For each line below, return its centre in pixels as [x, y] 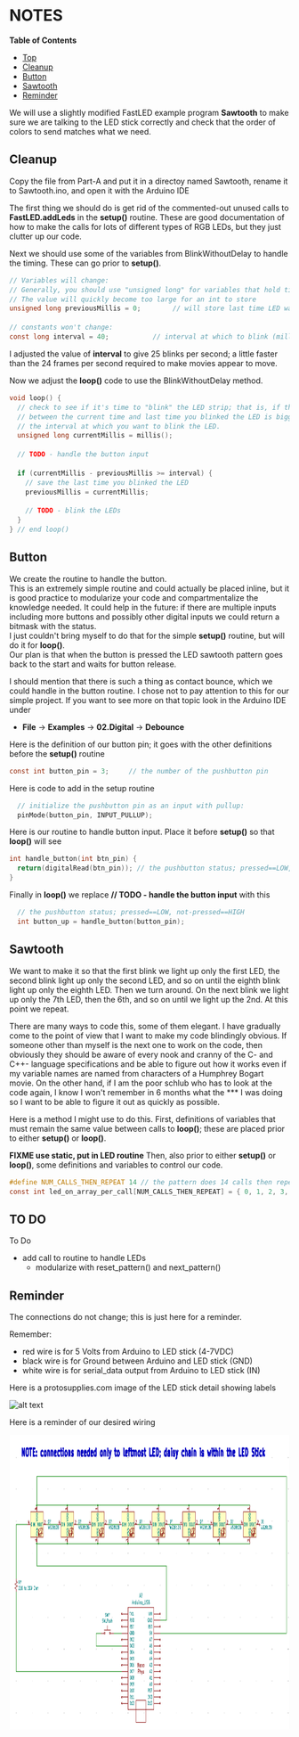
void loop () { [36, 397]
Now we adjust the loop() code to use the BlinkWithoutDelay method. [136, 381]
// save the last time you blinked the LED [107, 482]
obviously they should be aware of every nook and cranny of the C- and [141, 1054]
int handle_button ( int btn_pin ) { [73, 859]
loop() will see [36, 841]
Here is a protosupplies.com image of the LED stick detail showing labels [143, 1388]
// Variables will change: [59, 280]
